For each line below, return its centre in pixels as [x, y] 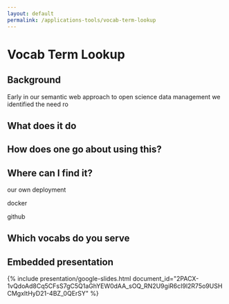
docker [17, 203]
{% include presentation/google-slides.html [69, 279]
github [16, 217]
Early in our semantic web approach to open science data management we [114, 96]
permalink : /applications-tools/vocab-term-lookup [82, 20]
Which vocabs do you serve [68, 238]
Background [34, 80]
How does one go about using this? [84, 150]
